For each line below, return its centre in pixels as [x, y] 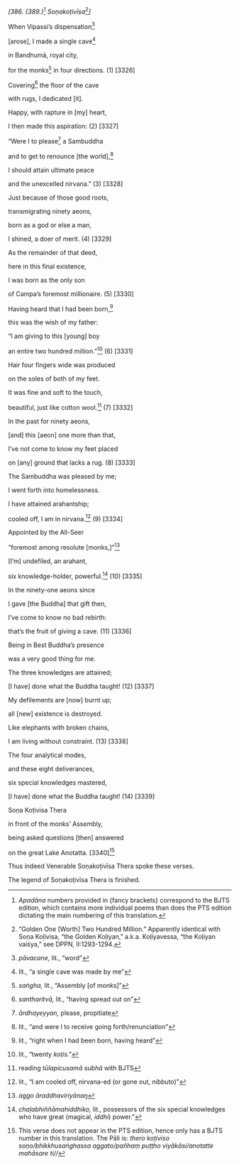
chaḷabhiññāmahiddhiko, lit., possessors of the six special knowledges [122, 1109]
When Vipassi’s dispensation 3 [51, 26]
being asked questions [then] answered [66, 837]
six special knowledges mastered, [57, 782]
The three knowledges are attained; [60, 672]
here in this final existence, [48, 266]
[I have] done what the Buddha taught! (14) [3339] [82, 796]
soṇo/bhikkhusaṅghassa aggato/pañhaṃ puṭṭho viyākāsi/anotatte [116, 1146]
